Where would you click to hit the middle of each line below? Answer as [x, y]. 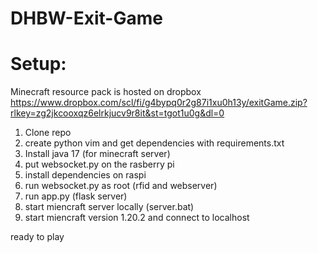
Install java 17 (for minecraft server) [97, 154]
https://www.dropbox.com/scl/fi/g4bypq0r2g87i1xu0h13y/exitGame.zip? [159, 103]
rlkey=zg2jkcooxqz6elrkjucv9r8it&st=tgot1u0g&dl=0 [117, 113]
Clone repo [48, 133]
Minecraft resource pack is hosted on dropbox [106, 92]
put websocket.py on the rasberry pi [99, 164]
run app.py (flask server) [76, 196]
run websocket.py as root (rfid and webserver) [121, 186]
